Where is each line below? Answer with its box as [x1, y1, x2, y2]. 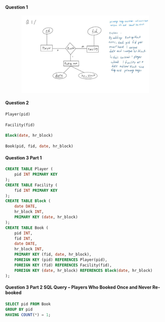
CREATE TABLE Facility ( [5, 182, 58, 187]
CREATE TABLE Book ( [5, 225, 49, 230]
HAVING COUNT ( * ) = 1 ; [5, 312, 51, 317]
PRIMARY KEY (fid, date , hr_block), [14, 252, 92, 257]
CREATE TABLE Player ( [5, 167, 53, 172]
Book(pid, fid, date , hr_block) [5, 144, 73, 149]
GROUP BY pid [5, 307, 33, 312]
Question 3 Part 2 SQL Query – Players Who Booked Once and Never [5, 284, 152, 291]
